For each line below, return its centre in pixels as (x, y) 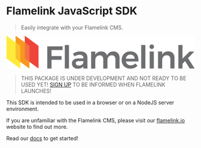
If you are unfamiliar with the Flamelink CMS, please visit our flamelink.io (96, 120)
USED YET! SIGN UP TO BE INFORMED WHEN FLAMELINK (93, 84)
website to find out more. (37, 127)
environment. (22, 109)
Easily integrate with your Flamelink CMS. (72, 27)
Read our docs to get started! (42, 138)
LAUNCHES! (36, 91)
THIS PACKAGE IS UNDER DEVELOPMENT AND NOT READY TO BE (103, 78)
